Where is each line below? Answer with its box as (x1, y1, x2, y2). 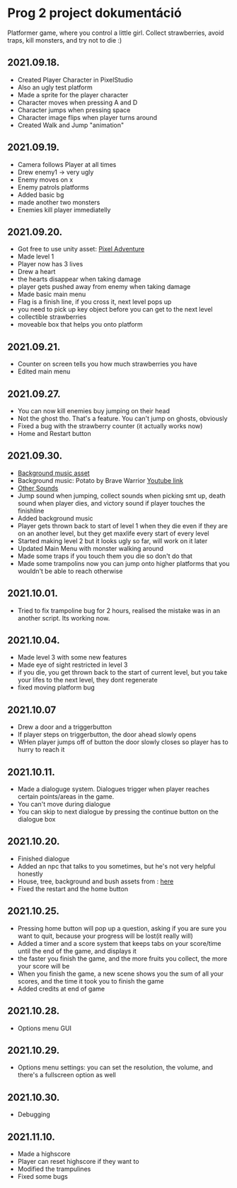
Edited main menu (17, 367, 71, 376)
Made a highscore (17, 1149, 71, 1158)
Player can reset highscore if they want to (17, 1157, 139, 1165)
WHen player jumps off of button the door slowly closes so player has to (17, 738, 229, 746)
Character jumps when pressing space (17, 105, 131, 114)
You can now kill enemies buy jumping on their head (17, 407, 170, 415)
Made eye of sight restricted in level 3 (17, 660, 128, 669)
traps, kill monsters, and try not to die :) (7, 36, 122, 44)
